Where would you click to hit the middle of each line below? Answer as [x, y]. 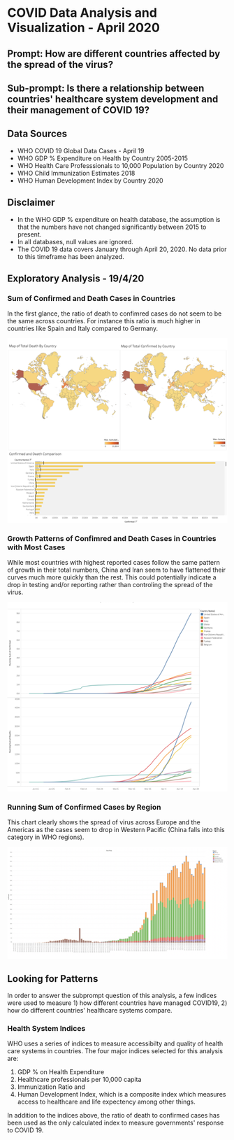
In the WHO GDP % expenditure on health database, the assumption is [119, 219]
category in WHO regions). [46, 837]
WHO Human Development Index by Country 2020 [90, 181]
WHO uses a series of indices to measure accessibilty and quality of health [115, 1043]
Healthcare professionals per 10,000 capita [79, 1080]
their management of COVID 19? [79, 110]
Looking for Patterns [53, 979]
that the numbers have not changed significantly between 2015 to [112, 227]
